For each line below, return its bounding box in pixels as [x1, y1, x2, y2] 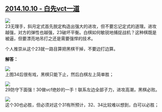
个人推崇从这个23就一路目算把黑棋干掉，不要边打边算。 [5, 46, 118, 52]
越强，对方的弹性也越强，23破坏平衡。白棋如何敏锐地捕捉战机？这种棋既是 [5, 29, 157, 35]
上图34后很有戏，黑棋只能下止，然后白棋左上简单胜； [5, 71, 114, 77]
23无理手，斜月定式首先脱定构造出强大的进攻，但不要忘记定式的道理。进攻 [5, 23, 157, 29]
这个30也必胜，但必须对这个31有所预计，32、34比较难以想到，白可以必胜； [5, 102, 159, 108]
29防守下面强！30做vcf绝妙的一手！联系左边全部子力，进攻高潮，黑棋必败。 [5, 87, 160, 93]
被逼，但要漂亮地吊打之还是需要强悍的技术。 [5, 36, 96, 41]
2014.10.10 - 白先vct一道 [5, 4, 80, 13]
